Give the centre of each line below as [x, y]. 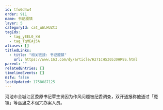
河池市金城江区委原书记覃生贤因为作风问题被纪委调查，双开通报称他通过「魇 [81, 96]
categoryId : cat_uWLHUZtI [31, 28]
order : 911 [16, 14]
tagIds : [13, 32]
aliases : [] [17, 46]
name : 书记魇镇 [19, 18]
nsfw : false [17, 77]
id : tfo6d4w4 [18, 9]
